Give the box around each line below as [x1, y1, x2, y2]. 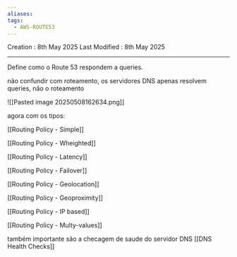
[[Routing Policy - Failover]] [7, 167, 87, 175]
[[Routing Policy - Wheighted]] [7, 139, 97, 148]
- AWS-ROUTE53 [13, 23, 55, 30]
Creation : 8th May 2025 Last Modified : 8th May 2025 [7, 43, 166, 52]
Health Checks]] [7, 242, 55, 251]
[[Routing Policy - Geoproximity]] [7, 193, 104, 202]
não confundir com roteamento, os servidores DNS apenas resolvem [7, 77, 207, 85]
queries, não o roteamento [7, 84, 85, 92]
